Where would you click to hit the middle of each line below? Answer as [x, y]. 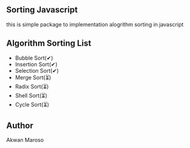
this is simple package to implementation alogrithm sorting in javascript [95, 24]
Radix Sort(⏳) [32, 86]
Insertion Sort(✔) [36, 64]
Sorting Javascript [42, 10]
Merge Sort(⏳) [33, 77]
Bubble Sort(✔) [34, 58]
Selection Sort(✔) [37, 70]
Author [20, 126]
